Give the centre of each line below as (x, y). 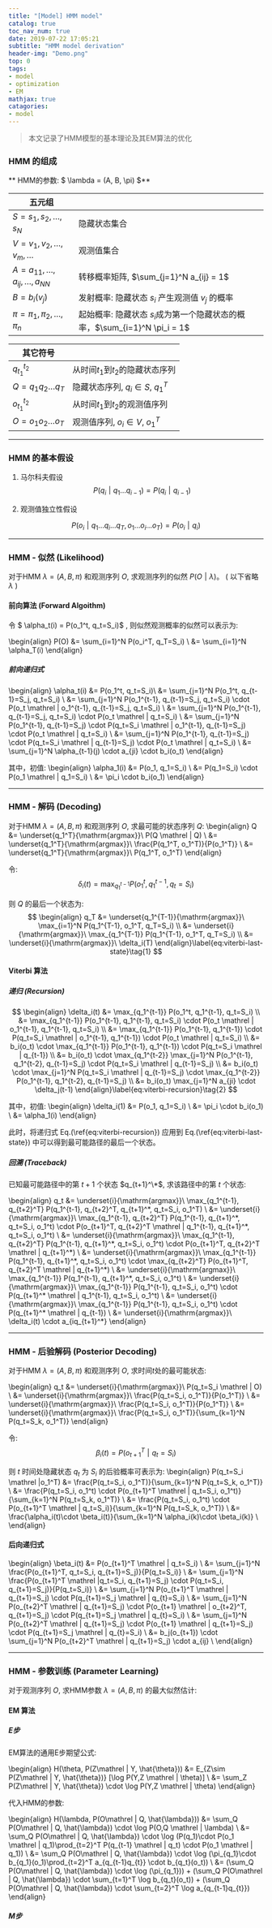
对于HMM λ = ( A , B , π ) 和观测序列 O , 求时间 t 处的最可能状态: (107, 1371)
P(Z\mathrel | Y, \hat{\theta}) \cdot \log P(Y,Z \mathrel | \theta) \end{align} (132, 1786)
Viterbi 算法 (28, 971)
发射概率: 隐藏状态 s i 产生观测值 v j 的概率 (156, 299)
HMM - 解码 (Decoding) (55, 807)
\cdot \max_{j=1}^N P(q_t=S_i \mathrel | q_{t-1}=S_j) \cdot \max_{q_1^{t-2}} (136, 1072)
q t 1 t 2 (21, 369)
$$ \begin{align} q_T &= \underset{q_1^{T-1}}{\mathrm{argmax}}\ (136, 917)
